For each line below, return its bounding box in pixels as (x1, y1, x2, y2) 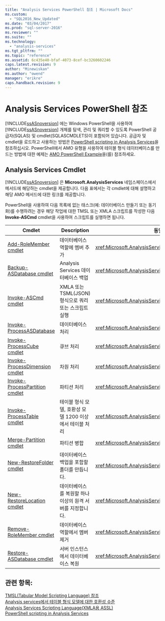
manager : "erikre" (5, 76, 43, 81)
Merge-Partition (7, 436, 45, 443)
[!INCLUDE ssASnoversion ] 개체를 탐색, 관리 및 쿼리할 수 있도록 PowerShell (5, 126, 152, 132)
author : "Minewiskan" (5, 67, 50, 72)
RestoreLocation (7, 497, 46, 504)
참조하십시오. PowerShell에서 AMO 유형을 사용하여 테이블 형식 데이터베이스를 (5, 145, 155, 151)
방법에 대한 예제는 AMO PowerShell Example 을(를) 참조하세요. (14, 151, 136, 157)
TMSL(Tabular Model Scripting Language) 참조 (5, 592, 99, 598)
